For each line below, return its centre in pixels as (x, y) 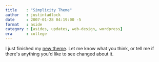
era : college (26, 34)
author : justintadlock (33, 15)
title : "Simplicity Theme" (39, 10)
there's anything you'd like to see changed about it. (59, 54)
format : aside (24, 24)
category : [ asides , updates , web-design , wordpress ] (64, 29)
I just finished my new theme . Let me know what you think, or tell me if (80, 48)
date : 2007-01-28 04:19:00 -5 (43, 19)
